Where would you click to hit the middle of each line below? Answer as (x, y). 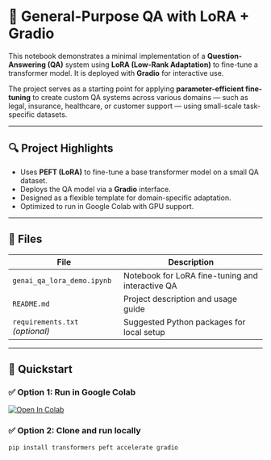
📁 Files (25, 239)
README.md (31, 303)
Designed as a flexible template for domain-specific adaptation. (125, 198)
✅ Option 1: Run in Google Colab (72, 392)
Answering (27, 65)
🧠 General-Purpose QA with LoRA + (129, 17)
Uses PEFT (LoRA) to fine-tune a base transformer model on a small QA (140, 172)
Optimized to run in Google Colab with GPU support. (107, 206)
